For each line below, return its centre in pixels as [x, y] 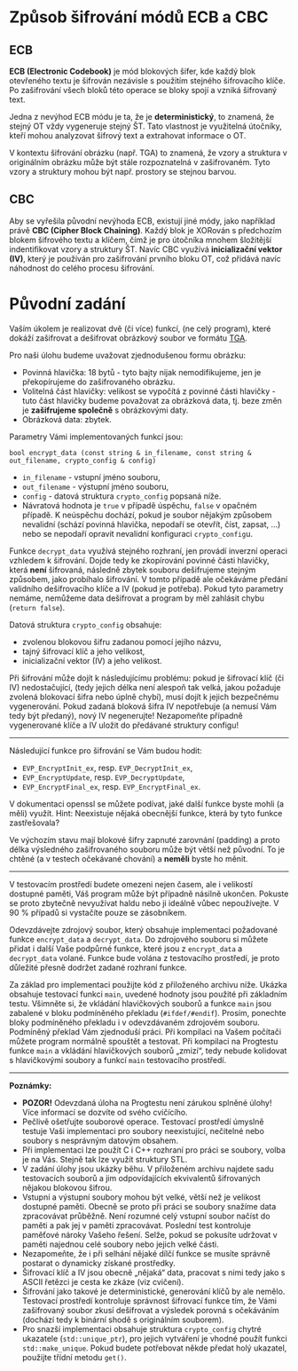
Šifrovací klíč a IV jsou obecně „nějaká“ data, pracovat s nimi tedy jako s [153, 1273]
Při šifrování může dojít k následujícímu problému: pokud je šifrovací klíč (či [147, 678]
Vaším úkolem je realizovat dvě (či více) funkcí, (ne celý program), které [140, 328]
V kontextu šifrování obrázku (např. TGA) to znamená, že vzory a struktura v [149, 153]
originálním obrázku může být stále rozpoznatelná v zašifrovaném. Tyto [140, 162]
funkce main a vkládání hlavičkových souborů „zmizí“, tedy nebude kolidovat [148, 1051]
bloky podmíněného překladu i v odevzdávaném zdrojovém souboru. [134, 1022]
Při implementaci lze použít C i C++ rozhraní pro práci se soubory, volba [153, 1150]
